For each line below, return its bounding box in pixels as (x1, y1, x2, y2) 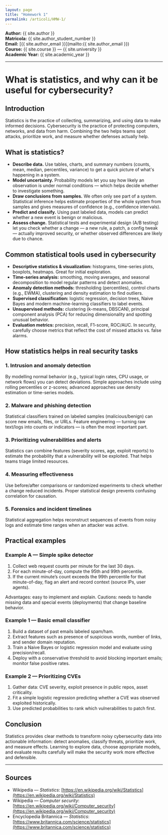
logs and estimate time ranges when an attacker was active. (5, 522, 129, 528)
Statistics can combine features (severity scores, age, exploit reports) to (5, 448, 154, 454)
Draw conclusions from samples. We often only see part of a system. (12, 193, 157, 199)
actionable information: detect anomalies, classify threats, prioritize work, (5, 738, 156, 744)
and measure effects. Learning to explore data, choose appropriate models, (5, 743, 161, 749)
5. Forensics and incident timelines (5, 505, 91, 512)
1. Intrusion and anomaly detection (5, 362, 91, 369)
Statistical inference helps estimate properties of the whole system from (12, 199, 161, 205)
